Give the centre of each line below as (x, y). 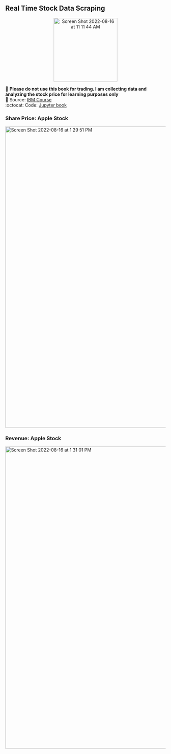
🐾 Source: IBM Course (28, 99)
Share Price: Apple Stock (37, 118)
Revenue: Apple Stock (33, 439)
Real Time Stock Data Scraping (55, 8)
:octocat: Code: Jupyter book (36, 105)
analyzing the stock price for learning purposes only (62, 94)
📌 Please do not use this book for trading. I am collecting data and (76, 89)
